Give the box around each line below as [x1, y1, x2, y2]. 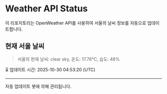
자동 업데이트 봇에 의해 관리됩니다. [5, 83, 72, 89]
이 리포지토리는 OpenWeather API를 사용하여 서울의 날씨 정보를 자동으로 [5, 20, 147, 26]
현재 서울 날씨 [5, 42, 45, 50]
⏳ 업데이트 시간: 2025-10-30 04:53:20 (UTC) [5, 66, 95, 72]
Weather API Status [5, 3, 88, 14]
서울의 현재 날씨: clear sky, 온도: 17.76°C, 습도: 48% [17, 56, 120, 62]
